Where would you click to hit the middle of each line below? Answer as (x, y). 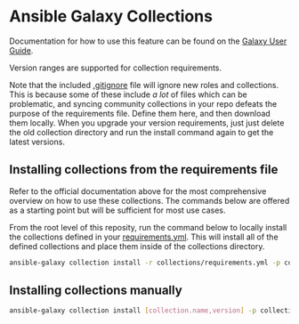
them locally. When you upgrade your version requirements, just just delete (147, 123)
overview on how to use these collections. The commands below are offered (149, 200)
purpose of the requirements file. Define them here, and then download (140, 113)
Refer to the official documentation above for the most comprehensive (138, 191)
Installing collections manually (96, 291)
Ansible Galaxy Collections (111, 16)
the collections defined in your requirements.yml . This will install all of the (144, 237)
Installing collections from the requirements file (144, 170)
